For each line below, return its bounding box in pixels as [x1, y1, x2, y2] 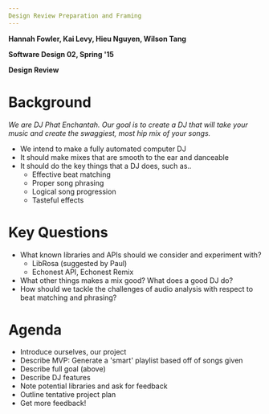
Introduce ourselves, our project [19, 347, 127, 357]
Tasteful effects [31, 195, 84, 205]
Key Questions [8, 223, 108, 241]
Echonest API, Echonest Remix [31, 267, 134, 277]
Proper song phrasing [31, 178, 104, 187]
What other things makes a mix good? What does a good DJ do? [19, 275, 234, 285]
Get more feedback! [19, 399, 87, 408]
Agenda [8, 321, 62, 338]
